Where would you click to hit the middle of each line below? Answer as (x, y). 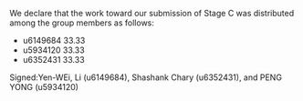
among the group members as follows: (82, 23)
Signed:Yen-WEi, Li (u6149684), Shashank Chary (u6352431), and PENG (146, 77)
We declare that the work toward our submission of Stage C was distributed (152, 13)
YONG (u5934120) (44, 87)
